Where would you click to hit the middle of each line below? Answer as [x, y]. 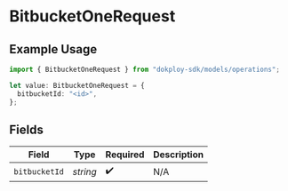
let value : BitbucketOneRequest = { [77, 85]
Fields [27, 129]
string [85, 171]
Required [125, 155]
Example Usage [53, 49]
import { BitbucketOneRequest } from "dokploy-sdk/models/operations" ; [144, 69]
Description [179, 155]
